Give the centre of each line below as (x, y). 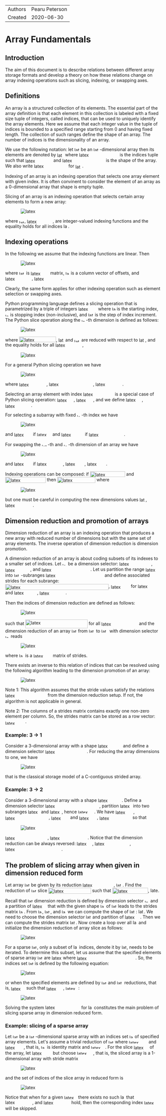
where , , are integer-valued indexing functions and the (77, 221)
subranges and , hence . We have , (70, 812)
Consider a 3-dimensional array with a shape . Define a (73, 800)
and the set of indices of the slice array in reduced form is (64, 1078)
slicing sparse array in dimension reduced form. (54, 1013)
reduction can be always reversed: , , (68, 843)
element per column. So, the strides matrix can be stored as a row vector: (80, 716)
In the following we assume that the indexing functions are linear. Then (77, 254)
